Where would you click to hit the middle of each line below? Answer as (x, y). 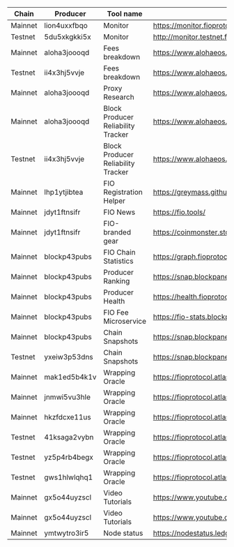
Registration (123, 192)
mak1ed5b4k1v (70, 377)
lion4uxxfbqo (66, 25)
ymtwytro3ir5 (67, 533)
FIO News (119, 212)
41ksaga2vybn (69, 437)
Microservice (125, 321)
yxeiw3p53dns (69, 357)
